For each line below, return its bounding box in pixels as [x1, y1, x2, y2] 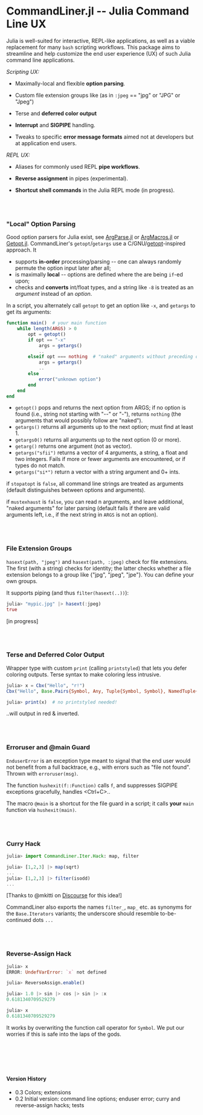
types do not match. [14, 462, 65, 469]
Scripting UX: [6, 68, 40, 75]
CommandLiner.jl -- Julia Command [6, 4, 189, 18]
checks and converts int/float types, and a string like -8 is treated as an [14, 284, 194, 291]
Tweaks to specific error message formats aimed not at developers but [14, 133, 194, 140]
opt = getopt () [28, 331, 66, 337]
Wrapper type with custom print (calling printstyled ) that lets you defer [6, 664, 187, 672]
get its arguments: [6, 309, 51, 316]
